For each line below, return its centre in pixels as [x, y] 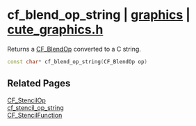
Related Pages [39, 84]
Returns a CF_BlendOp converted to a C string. [74, 49]
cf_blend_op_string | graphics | [99, 15]
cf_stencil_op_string [35, 107]
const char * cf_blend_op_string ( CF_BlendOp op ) [77, 62]
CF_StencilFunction [35, 115]
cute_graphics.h [55, 30]
